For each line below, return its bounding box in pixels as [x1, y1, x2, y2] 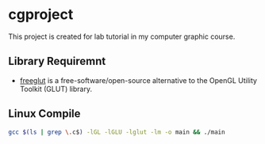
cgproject [8, 6, 74, 24]
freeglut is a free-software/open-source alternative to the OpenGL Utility [19, 75, 258, 85]
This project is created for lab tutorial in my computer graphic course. [8, 32, 236, 41]
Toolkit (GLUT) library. [19, 84, 93, 93]
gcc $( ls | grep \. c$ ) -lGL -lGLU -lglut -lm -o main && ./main [8, 128, 225, 136]
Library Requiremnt [8, 55, 106, 68]
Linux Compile [8, 107, 81, 120]
